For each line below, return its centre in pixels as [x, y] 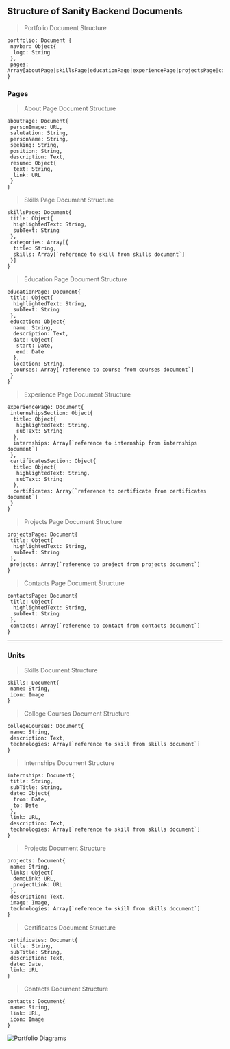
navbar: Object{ [33, 46]
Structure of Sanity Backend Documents [95, 11]
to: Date [26, 805]
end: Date [30, 352]
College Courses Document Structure [77, 714]
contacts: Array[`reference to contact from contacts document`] [105, 626]
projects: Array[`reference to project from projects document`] [105, 565]
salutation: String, [39, 133]
